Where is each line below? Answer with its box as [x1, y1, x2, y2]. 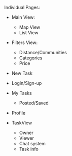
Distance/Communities [19, 50, 67, 55]
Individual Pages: [4, 5, 41, 10]
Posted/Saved [19, 100, 49, 106]
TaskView [11, 120, 32, 126]
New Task [11, 70, 33, 76]
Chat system [19, 141, 46, 146]
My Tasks [11, 90, 32, 96]
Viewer [19, 135, 34, 141]
